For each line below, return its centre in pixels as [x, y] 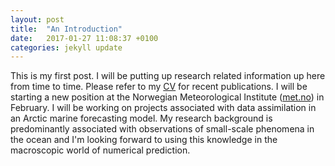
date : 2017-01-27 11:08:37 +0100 [84, 38]
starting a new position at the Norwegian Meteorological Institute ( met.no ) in [167, 97]
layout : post [37, 19]
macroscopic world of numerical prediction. [100, 150]
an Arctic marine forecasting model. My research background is [141, 118]
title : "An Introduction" [66, 29]
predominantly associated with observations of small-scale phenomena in [162, 129]
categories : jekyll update [66, 47]
